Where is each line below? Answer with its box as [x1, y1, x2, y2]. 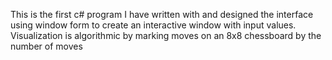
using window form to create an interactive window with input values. [10, 19, 297, 31]
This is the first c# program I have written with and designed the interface [10, 9, 314, 20]
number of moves [10, 40, 83, 52]
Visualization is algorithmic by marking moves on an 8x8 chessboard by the [10, 30, 322, 41]
